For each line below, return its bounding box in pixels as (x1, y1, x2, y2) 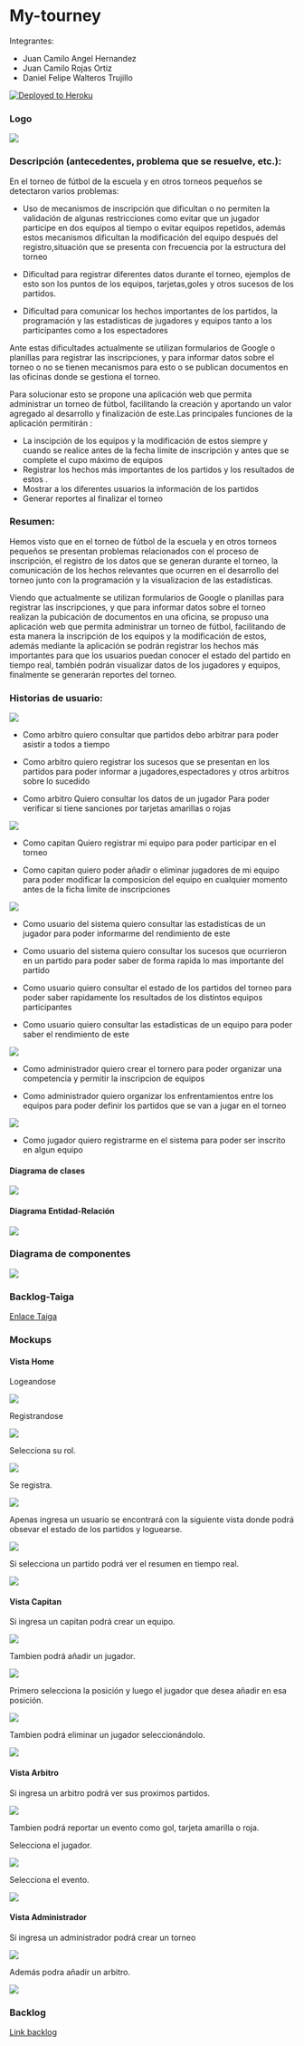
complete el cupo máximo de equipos (22, 454, 163, 465)
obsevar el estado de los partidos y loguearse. (9, 1524, 183, 1535)
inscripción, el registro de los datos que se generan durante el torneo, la (9, 555, 279, 566)
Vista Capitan (9, 1596, 62, 1607)
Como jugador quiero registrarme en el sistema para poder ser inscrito (22, 1134, 286, 1146)
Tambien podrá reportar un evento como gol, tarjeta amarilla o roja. (9, 1822, 260, 1833)
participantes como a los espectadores (22, 324, 169, 335)
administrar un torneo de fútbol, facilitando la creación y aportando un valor (9, 398, 292, 409)
